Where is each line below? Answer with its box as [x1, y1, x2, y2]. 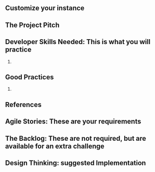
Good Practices [5, 73, 54, 81]
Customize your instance [5, 4, 84, 12]
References [5, 100, 42, 109]
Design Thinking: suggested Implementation [5, 159, 146, 167]
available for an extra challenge [5, 142, 104, 150]
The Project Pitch [5, 21, 60, 29]
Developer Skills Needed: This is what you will [5, 38, 151, 46]
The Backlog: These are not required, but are [5, 134, 147, 143]
